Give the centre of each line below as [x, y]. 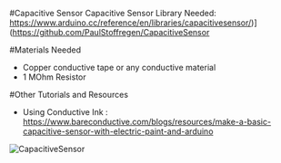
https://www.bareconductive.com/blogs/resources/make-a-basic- [146, 122]
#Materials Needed [45, 50]
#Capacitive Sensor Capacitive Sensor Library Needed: [113, 13]
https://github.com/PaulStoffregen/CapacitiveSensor [111, 32]
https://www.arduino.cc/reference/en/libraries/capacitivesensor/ [130, 23]
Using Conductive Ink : [65, 112]
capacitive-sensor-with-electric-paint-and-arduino [118, 131]
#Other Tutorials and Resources [69, 95]
